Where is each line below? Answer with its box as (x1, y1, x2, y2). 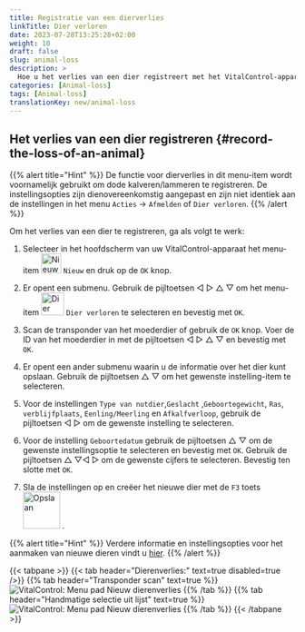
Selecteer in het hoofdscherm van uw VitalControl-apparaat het (22, 243, 261, 254)
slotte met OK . (22, 464, 74, 475)
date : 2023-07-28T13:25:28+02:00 (9, 30, 136, 39)
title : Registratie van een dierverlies (9, 13, 165, 23)
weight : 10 (9, 38, 51, 48)
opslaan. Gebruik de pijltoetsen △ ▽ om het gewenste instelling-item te (22, 371, 291, 382)
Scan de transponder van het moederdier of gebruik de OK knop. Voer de (22, 324, 295, 336)
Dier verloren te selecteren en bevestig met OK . (65, 307, 245, 318)
